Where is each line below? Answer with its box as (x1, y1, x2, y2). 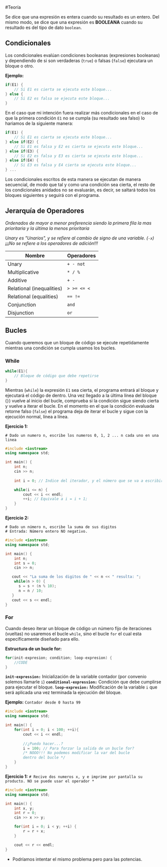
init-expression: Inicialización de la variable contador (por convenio (5, 674, 147, 680)
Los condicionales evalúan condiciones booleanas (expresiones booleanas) (5, 52, 160, 58)
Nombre (25, 252, 45, 259)
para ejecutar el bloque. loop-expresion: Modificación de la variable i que (5, 684, 158, 690)
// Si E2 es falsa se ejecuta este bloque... (14, 96, 110, 101)
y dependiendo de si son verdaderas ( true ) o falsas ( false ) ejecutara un (5, 57, 153, 63)
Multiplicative (7, 268, 39, 275)
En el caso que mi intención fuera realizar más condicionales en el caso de (5, 110, 158, 116)
